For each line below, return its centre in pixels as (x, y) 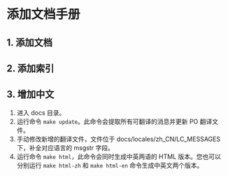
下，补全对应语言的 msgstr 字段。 (65, 147)
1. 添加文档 (30, 42)
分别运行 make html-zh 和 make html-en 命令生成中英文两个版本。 (110, 165)
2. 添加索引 (30, 68)
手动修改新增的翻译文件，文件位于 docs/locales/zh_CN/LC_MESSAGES (119, 139)
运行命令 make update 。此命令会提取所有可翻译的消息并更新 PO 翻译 (114, 121)
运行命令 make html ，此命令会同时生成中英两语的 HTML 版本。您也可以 (119, 156)
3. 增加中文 (30, 94)
